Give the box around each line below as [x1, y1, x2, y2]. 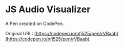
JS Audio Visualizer [5, 4, 91, 15]
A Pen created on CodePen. [5, 20, 64, 27]
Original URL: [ [5, 30, 36, 36]
